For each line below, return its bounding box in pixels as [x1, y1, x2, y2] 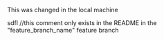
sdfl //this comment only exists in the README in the [7, 19, 157, 26]
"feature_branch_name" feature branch [7, 26, 119, 34]
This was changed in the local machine [7, 6, 119, 14]
